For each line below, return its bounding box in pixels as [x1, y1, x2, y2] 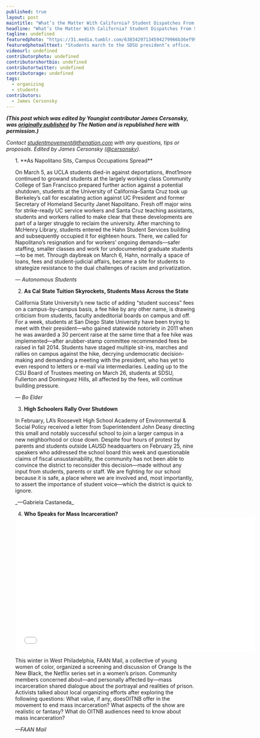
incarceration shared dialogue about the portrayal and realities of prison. [14, 682, 194, 689]
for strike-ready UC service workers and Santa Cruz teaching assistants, [14, 206, 195, 214]
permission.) [6, 127, 39, 134]
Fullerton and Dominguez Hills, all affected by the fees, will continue [14, 376, 183, 383]
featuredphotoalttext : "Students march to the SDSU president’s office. [6, 43, 192, 49]
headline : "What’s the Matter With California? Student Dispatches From [6, 25, 192, 32]
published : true [6, 8, 47, 15]
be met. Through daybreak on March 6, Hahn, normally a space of [26, 251, 190, 259]
